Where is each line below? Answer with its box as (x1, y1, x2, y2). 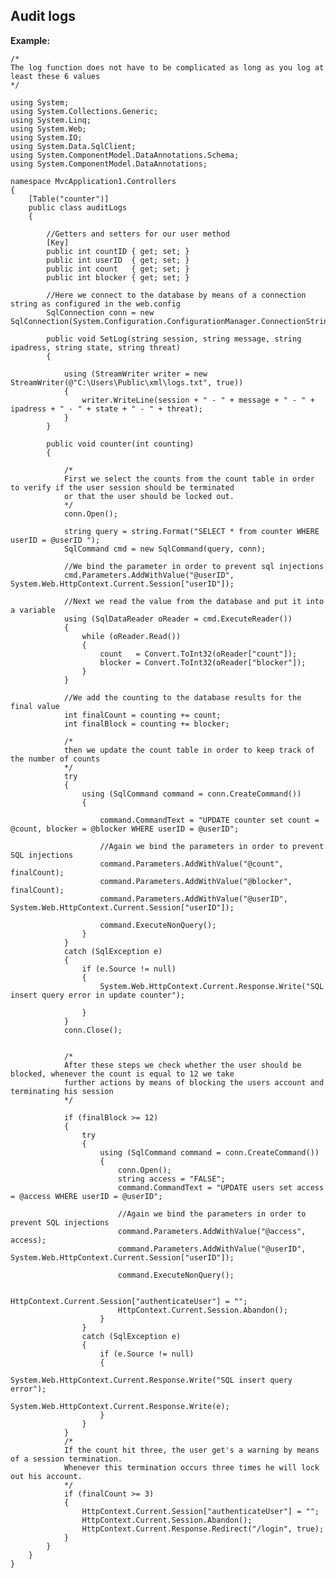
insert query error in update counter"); (10, 990, 186, 1000)
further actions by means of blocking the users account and (63, 1077, 325, 1088)
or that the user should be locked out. (63, 491, 235, 501)
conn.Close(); (63, 1025, 123, 1035)
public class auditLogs (28, 202, 128, 213)
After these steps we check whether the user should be (63, 1060, 302, 1070)
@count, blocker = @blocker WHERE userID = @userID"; (10, 824, 240, 834)
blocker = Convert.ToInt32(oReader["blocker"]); (99, 657, 307, 668)
